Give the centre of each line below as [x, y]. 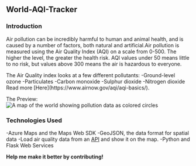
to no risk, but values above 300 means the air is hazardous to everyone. [94, 64]
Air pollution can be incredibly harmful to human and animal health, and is [95, 39]
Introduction [24, 26]
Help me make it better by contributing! [55, 157]
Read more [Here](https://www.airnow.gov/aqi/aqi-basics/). [78, 88]
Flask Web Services [30, 145]
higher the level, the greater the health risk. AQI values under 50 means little [98, 57]
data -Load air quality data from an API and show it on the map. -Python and [98, 139]
